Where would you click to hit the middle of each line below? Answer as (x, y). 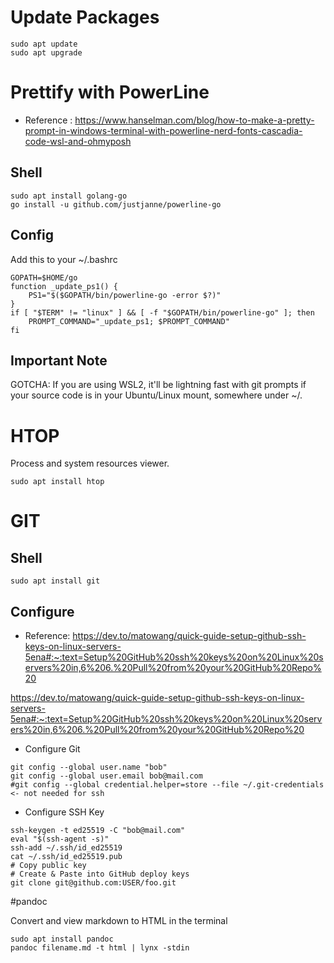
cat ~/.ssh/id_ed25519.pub (66, 857)
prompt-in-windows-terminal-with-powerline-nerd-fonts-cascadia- (163, 130)
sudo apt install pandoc (62, 939)
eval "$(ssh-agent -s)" (60, 839)
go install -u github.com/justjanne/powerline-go (116, 204)
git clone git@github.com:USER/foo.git (93, 883)
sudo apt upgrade (46, 52)
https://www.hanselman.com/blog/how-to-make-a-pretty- (194, 120)
